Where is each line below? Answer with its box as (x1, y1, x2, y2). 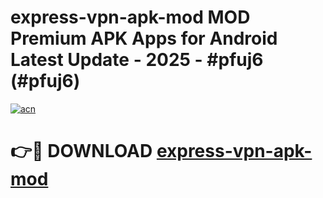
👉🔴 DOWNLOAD (10, 140, 153, 163)
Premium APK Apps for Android (10, 27, 278, 50)
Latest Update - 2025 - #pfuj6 (10, 49, 264, 71)
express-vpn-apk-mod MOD (10, 6, 251, 29)
